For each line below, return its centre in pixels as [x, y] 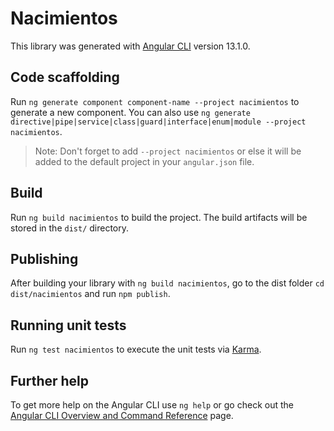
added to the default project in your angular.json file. [144, 161]
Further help [50, 380]
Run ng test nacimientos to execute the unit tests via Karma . [136, 349]
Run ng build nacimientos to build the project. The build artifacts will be [159, 217]
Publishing [44, 258]
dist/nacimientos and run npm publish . [90, 294]
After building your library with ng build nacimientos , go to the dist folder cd [167, 283]
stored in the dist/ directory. [70, 228]
